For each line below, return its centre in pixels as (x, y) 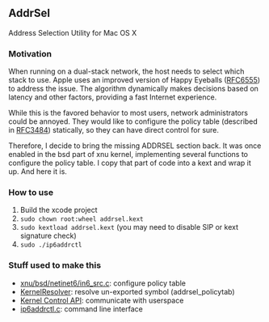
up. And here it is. (38, 172)
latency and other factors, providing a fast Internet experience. (113, 97)
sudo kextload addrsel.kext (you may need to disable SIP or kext (129, 227)
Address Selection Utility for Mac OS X (73, 32)
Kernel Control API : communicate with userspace (102, 300)
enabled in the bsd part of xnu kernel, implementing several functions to (128, 155)
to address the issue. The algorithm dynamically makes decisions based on (133, 89)
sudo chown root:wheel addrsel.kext (82, 219)
